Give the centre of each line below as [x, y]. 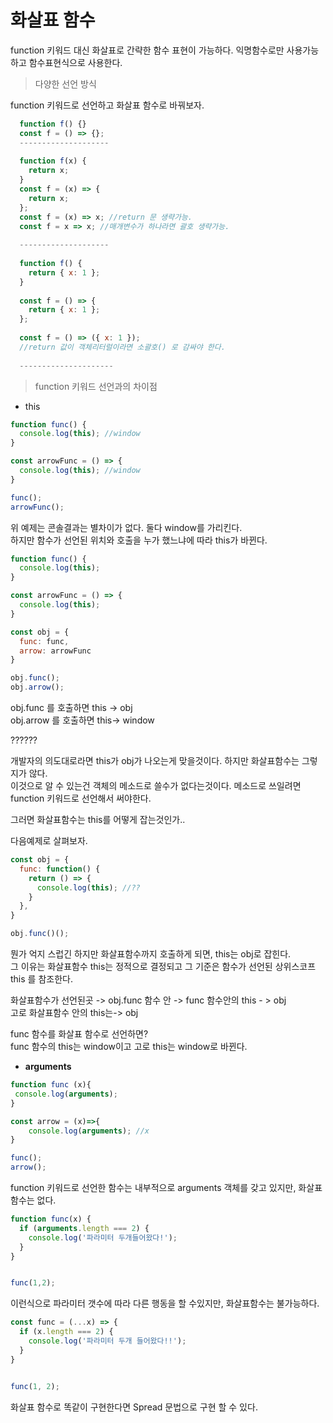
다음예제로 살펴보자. [49, 841]
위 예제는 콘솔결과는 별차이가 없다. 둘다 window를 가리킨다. [126, 527]
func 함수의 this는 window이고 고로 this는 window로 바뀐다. [129, 1047]
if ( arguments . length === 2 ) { [84, 1228]
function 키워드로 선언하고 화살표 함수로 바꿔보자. [107, 105]
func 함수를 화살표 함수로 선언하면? [79, 1034]
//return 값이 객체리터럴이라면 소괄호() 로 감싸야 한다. [122, 347]
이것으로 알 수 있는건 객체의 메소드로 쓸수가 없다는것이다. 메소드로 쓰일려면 [156, 786]
